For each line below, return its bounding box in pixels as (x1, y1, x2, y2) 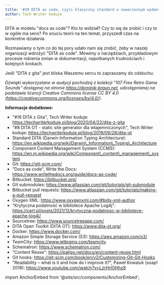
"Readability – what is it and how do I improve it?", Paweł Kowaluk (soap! (12, 260, 158, 265)
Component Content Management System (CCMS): (12, 145, 116, 151)
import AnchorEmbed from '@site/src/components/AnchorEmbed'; (5, 274, 140, 280)
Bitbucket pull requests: (12, 187, 60, 193)
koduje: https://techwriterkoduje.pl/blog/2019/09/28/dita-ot (12, 130, 132, 135)
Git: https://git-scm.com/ (12, 161, 62, 167)
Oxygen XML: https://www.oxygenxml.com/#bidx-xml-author (12, 197, 136, 203)
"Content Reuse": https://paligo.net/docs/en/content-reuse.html (12, 249, 141, 255)
